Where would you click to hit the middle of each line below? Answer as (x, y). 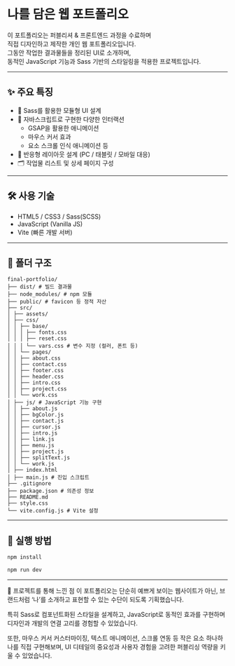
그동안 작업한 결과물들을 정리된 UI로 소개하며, (69, 53)
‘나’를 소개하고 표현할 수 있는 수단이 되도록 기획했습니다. (107, 599)
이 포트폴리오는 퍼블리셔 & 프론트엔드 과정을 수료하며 (79, 35)
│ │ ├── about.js (33, 409)
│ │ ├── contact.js (36, 421)
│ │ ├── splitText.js (39, 458)
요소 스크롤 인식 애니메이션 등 (68, 145)
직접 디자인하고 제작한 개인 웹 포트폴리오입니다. (72, 43)
